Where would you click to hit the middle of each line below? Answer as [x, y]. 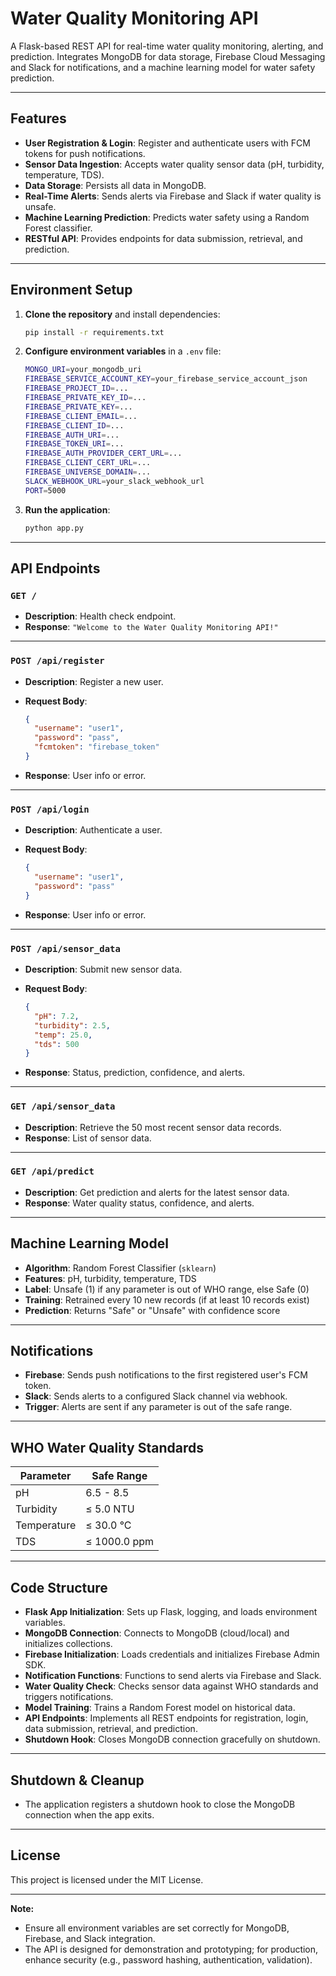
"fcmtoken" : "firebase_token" [97, 747]
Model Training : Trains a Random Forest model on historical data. [160, 1708]
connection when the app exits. [89, 1814]
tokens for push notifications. [85, 153]
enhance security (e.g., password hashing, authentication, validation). [168, 1959]
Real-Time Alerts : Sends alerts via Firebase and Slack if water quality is [173, 196]
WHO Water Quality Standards [107, 1447]
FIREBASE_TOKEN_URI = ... [74, 444]
